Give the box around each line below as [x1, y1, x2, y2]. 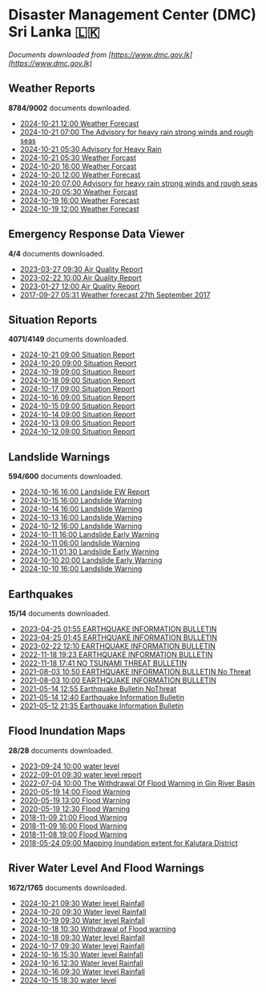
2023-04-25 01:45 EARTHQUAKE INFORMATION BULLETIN [19, 633, 218, 642]
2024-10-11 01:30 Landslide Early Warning [19, 547, 159, 556]
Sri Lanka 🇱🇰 [8, 23, 100, 41]
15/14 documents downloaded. [8, 609, 111, 618]
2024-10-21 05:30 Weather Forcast [19, 153, 136, 162]
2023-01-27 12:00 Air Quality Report [19, 281, 140, 291]
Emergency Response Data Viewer [8, 228, 185, 241]
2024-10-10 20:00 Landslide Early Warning [19, 555, 163, 565]
